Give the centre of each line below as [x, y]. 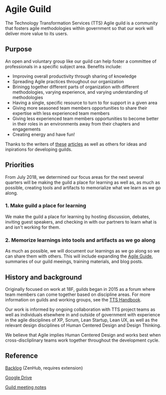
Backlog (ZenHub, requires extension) [44, 368]
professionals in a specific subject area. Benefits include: [64, 66]
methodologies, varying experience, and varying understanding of [80, 92]
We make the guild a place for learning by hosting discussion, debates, [78, 216]
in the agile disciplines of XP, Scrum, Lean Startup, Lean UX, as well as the [82, 320]
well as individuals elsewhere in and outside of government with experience [83, 314]
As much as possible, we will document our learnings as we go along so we [83, 251]
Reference [22, 356]
